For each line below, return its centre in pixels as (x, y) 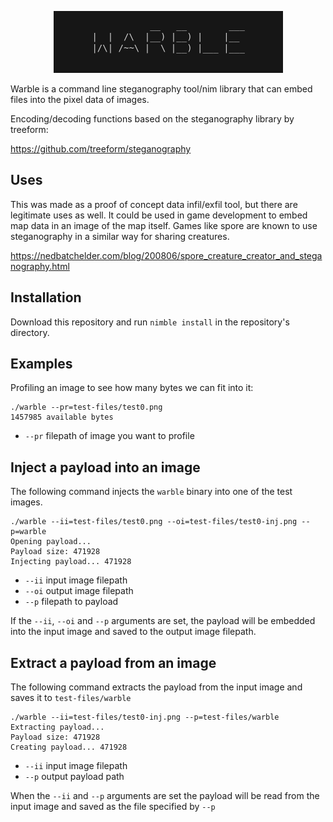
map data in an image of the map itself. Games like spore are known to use (164, 225)
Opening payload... (51, 542)
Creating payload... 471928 (69, 747)
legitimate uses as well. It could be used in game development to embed (159, 215)
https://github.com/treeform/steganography (101, 149)
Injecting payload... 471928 (71, 562)
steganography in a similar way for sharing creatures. (120, 236)
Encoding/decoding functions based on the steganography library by (152, 119)
